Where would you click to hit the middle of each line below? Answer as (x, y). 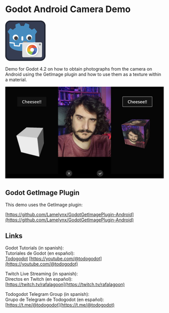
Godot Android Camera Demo (68, 9)
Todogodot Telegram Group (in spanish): (47, 294)
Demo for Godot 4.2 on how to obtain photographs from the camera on (79, 69)
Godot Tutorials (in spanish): (34, 247)
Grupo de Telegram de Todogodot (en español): (55, 299)
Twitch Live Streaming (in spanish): (42, 274)
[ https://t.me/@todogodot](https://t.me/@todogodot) (60, 305)
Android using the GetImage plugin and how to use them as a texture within (83, 74)
